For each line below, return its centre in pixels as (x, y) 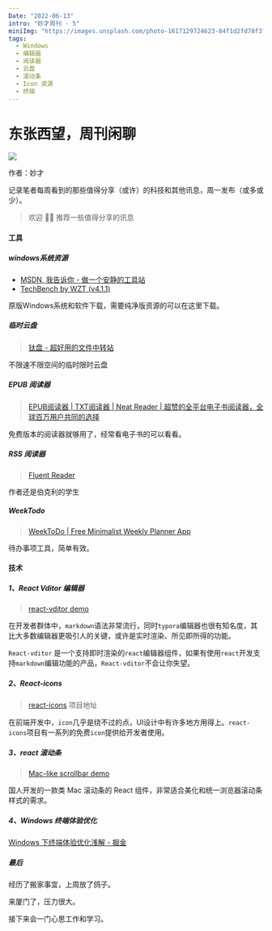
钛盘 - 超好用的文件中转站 (71, 347)
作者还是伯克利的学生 (44, 492)
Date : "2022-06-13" (41, 16)
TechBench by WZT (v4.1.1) (65, 288)
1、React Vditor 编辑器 (47, 587)
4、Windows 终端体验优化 (53, 820)
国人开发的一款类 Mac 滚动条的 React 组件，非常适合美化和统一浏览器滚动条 (136, 790)
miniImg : (23, 31)
